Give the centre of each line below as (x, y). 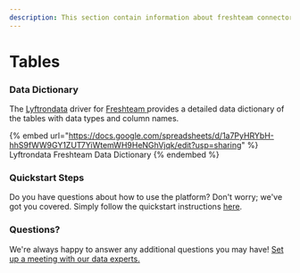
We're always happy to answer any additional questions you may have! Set (146, 249)
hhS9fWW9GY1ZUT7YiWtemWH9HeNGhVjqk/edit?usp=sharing (125, 145)
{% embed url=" (39, 136)
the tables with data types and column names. (94, 119)
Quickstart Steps (47, 178)
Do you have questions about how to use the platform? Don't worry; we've (146, 197)
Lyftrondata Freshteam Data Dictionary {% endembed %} (115, 155)
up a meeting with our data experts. (75, 259)
